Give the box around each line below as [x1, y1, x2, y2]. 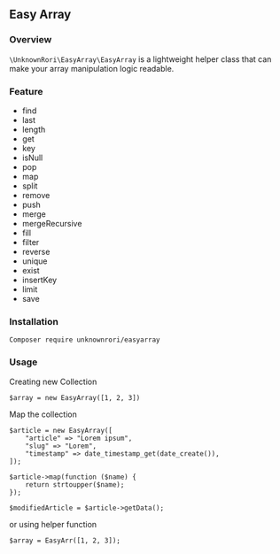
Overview [9, 34, 52, 46]
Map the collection [9, 409, 77, 419]
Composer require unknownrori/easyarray [9, 335, 161, 344]
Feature [9, 85, 43, 97]
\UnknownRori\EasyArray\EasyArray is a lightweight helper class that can [9, 53, 272, 65]
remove [21, 189, 51, 200]
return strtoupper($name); [25, 480, 125, 489]
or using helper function [9, 519, 97, 529]
